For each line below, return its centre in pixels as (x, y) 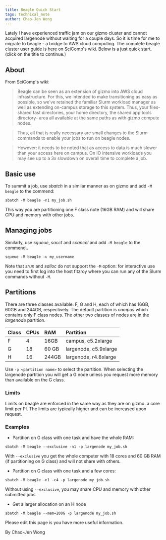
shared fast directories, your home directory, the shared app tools (84, 113)
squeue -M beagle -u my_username (40, 257)
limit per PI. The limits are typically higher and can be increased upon (76, 409)
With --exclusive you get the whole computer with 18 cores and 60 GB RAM (83, 456)
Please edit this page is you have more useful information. (64, 523)
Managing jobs (28, 230)
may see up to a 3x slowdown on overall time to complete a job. (82, 158)
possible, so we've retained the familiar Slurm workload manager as (86, 102)
